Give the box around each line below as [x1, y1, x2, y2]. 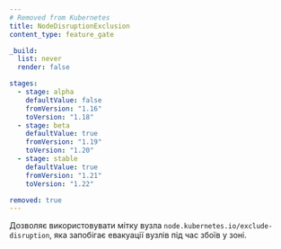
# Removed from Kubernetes [9, 13, 110, 22]
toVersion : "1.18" [25, 112, 94, 121]
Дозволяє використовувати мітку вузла [9, 220, 162, 231]
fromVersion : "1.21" [25, 171, 102, 180]
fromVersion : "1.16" [25, 104, 102, 113]
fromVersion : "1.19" [25, 138, 102, 147]
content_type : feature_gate [9, 30, 115, 39]
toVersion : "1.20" [25, 146, 94, 156]
